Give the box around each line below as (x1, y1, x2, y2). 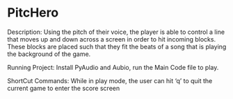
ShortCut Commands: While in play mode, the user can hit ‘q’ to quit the (7, 76, 213, 84)
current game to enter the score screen (7, 84, 120, 92)
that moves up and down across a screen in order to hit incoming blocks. (7, 35, 216, 43)
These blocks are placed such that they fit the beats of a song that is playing (7, 42, 227, 51)
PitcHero (7, 5, 59, 21)
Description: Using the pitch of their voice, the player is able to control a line (7, 28, 225, 36)
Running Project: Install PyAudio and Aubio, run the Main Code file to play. (7, 63, 219, 71)
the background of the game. (7, 50, 91, 58)
